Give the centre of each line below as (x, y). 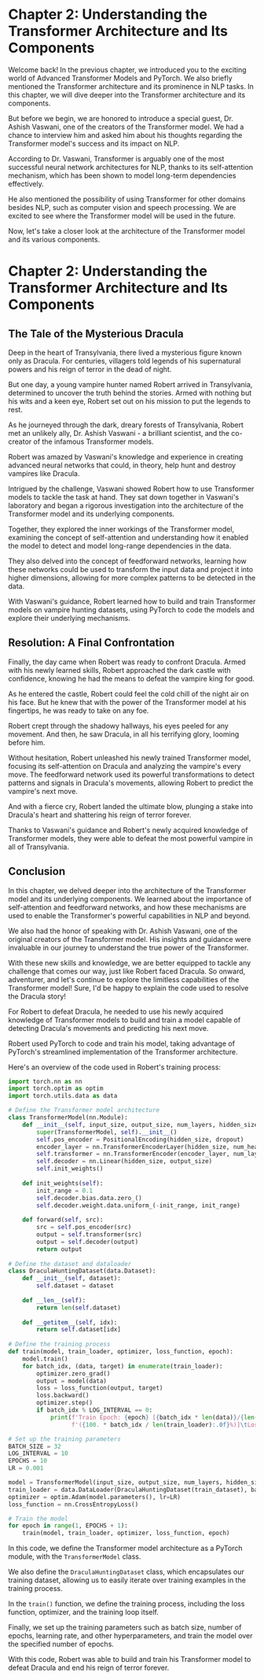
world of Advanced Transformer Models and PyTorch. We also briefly (121, 78)
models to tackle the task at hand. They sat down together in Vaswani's (124, 497)
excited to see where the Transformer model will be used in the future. (122, 216)
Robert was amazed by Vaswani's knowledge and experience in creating (126, 456)
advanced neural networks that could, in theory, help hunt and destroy (122, 465)
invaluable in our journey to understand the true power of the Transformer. (128, 947)
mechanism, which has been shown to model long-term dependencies (122, 175)
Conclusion (37, 871)
